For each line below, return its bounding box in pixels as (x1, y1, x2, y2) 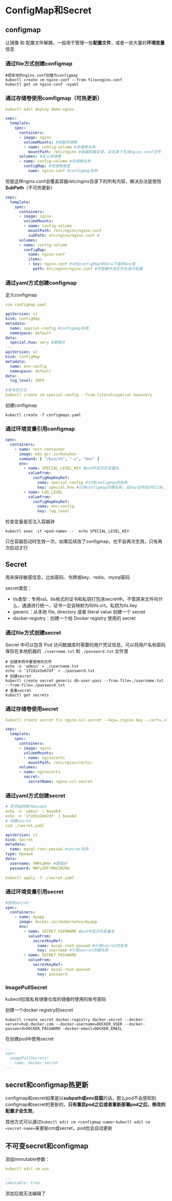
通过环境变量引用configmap (5, 425, 75, 432)
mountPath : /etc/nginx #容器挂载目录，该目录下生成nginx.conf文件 (28, 149, 161, 154)
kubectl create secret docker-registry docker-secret (5, 1017, 123, 1022)
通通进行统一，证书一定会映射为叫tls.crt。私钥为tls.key (21, 602, 137, 608)
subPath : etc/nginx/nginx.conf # (28, 233, 100, 238)
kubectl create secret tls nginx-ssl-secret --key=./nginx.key (5, 718, 143, 723)
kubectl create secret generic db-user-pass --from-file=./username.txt (5, 678, 164, 684)
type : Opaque (5, 851, 33, 857)
